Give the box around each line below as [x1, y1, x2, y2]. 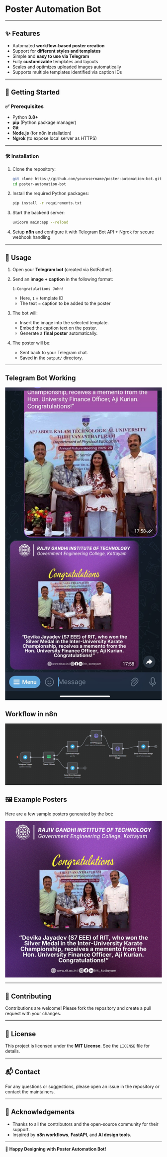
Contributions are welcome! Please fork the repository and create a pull [5, 1005, 152, 1011]
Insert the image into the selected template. [19, 320, 109, 326]
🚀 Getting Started [5, 88, 60, 96]
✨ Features [5, 29, 40, 38]
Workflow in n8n [5, 710, 58, 718]
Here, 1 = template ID [19, 295, 64, 301]
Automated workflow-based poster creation [12, 42, 105, 48]
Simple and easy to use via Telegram [12, 53, 89, 59]
